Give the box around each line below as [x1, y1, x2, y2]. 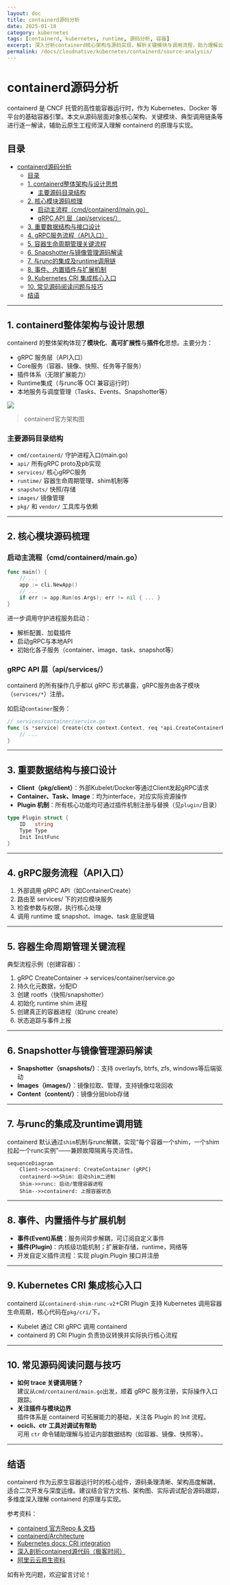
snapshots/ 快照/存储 [16, 484, 77, 493]
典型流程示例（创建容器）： [7, 960, 82, 968]
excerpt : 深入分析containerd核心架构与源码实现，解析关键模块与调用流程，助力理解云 [7, 42, 224, 49]
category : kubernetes [7, 29, 69, 36]
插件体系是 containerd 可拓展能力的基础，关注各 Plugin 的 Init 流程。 [16, 1413, 210, 1421]
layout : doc [7, 10, 41, 17]
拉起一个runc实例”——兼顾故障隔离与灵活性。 [7, 1146, 137, 1155]
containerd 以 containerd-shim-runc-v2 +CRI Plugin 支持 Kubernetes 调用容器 [7, 1299, 222, 1307]
